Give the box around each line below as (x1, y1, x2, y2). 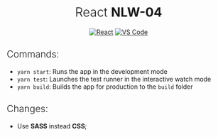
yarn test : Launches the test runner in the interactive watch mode (16, 75, 212, 83)
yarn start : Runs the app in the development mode (16, 67, 168, 75)
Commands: (6, 48, 60, 60)
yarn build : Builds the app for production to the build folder (16, 82, 193, 91)
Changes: (6, 103, 49, 115)
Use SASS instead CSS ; (16, 121, 87, 130)
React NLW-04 (75, 4, 163, 21)
